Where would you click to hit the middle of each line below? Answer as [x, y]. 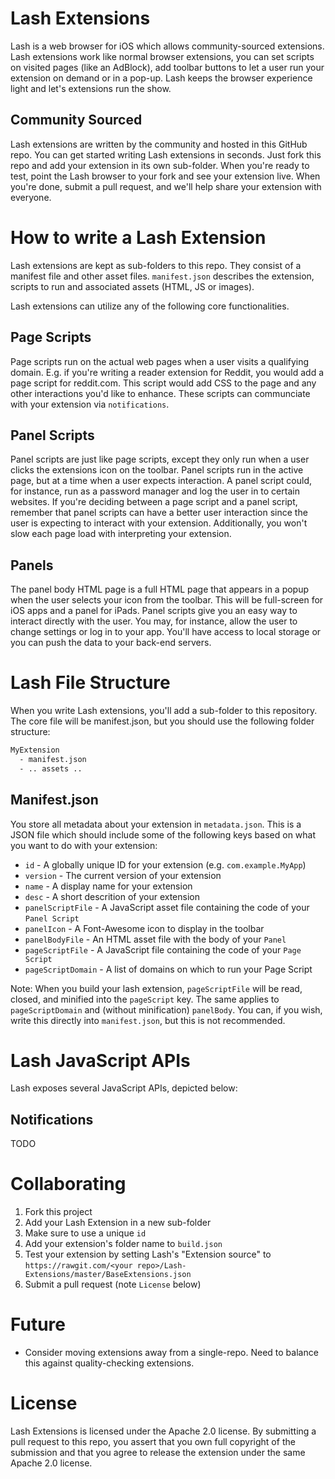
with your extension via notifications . [90, 404]
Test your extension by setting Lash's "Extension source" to [148, 1254]
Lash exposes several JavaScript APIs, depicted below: [124, 1088]
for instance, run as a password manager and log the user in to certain [155, 491]
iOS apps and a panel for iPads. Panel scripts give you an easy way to [154, 611]
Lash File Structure [90, 683]
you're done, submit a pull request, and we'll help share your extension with [166, 186]
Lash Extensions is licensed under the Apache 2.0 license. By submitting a [163, 1431]
